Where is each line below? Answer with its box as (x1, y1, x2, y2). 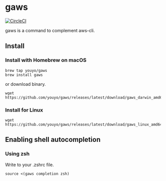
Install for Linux (5, 106, 43, 113)
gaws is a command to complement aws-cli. (5, 27, 95, 33)
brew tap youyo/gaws (5, 68, 48, 73)
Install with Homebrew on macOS (5, 57, 86, 63)
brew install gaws (5, 72, 43, 77)
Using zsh (5, 150, 30, 157)
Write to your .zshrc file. (5, 162, 54, 168)
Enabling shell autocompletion (5, 135, 101, 144)
